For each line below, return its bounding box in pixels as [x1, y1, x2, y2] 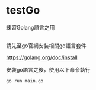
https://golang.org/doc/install [6, 54, 78, 61]
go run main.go [6, 78, 44, 84]
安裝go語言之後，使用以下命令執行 [6, 66, 91, 73]
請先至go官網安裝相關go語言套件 [6, 42, 87, 49]
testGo [6, 4, 40, 17]
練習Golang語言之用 [6, 24, 55, 31]
